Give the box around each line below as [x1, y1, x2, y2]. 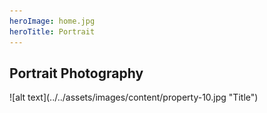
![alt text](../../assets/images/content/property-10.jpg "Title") [9, 91, 259, 104]
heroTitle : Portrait [9, 26, 96, 37]
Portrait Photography [9, 65, 144, 82]
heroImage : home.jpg [9, 16, 96, 26]
